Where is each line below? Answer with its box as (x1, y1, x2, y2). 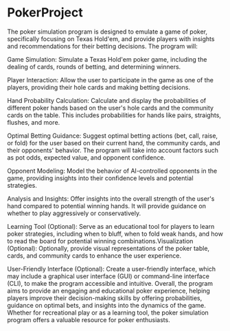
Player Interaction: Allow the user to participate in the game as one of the (7, 75, 214, 84)
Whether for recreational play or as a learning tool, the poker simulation (7, 308, 209, 317)
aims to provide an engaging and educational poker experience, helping (7, 286, 211, 295)
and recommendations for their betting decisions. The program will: (7, 42, 198, 50)
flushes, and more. (7, 118, 60, 126)
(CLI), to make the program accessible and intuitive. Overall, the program (7, 279, 214, 287)
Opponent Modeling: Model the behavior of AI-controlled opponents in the (7, 167, 218, 175)
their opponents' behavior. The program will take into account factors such (7, 146, 218, 154)
